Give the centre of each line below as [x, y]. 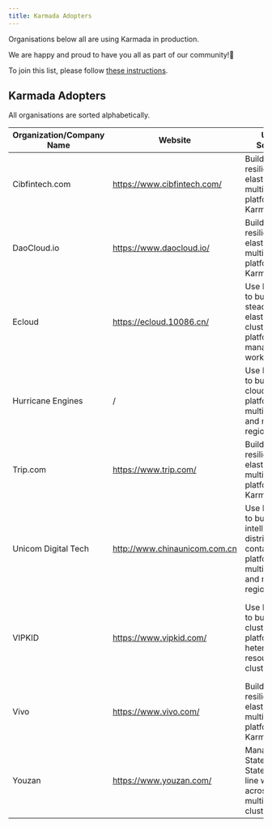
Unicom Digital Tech [51, 549]
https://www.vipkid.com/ [159, 638]
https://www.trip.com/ [154, 470]
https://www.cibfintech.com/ [167, 185]
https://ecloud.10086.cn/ [160, 322]
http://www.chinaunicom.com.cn [174, 549]
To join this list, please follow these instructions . [88, 70]
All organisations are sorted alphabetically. [79, 115]
